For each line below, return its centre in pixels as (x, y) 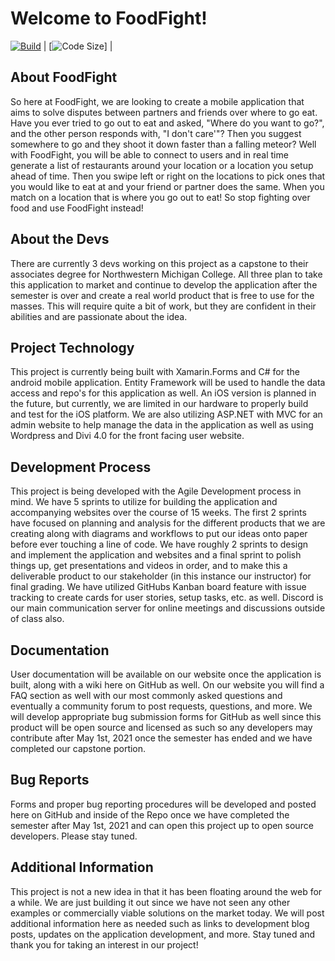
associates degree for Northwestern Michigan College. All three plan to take (166, 274)
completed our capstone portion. (78, 748)
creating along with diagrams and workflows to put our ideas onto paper (159, 534)
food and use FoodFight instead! (77, 208)
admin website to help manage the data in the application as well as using (162, 425)
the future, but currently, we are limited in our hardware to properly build (159, 404)
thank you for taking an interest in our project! (104, 944)
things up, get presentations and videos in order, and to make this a (149, 566)
